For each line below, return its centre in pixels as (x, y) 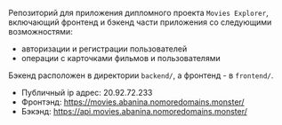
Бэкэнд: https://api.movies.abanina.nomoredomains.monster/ (134, 111)
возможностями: (40, 31)
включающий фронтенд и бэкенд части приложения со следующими (140, 22)
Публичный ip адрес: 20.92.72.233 (87, 93)
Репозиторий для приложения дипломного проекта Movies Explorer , (138, 13)
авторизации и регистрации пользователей (104, 49)
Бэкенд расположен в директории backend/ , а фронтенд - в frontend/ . (141, 75)
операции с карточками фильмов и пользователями (121, 58)
